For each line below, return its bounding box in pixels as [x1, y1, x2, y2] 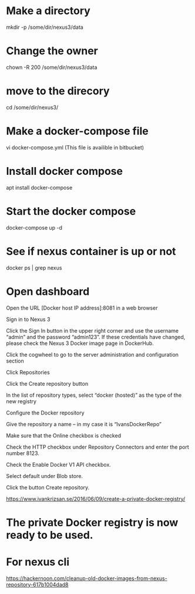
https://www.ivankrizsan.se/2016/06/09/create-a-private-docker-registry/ [6, 495, 186, 502]
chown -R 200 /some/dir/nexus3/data [6, 64, 97, 71]
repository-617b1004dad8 [6, 581, 69, 588]
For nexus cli [6, 555, 70, 569]
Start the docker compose [6, 204, 136, 218]
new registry [6, 397, 37, 404]
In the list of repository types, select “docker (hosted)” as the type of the [6, 391, 182, 399]
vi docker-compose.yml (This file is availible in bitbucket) [6, 144, 144, 151]
